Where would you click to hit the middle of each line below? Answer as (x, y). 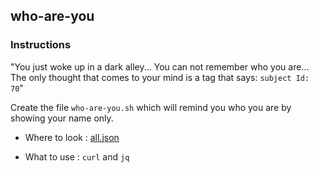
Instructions (41, 45)
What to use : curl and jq (77, 156)
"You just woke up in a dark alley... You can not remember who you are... (160, 66)
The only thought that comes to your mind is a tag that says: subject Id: (160, 77)
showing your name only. (62, 118)
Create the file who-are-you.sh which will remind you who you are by (151, 107)
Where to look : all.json (72, 137)
